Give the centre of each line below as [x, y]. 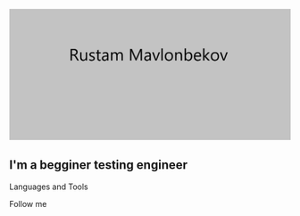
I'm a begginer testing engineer [99, 165]
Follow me [28, 204]
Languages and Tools [49, 187]
